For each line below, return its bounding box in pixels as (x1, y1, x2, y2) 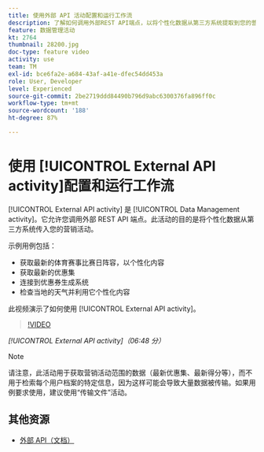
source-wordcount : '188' (8, 107, 90, 115)
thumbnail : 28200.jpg (8, 41, 79, 49)
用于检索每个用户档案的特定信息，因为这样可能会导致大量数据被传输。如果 (8, 377, 249, 387)
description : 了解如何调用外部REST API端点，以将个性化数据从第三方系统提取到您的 (8, 19, 252, 27)
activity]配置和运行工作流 (8, 177, 174, 195)
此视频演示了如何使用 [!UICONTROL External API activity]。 (8, 304, 200, 313)
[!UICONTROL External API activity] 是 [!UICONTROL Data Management (8, 204, 240, 213)
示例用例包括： (8, 241, 57, 250)
